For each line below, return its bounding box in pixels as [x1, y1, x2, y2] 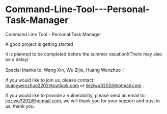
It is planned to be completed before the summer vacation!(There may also [5, 51, 162, 57]
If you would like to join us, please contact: [5, 77, 95, 83]
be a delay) [5, 56, 29, 62]
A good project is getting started [5, 41, 73, 47]
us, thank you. [5, 103, 35, 109]
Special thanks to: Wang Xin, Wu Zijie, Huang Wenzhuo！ [5, 67, 126, 73]
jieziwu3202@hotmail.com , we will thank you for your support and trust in [5, 98, 160, 104]
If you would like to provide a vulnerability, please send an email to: [5, 92, 146, 98]
